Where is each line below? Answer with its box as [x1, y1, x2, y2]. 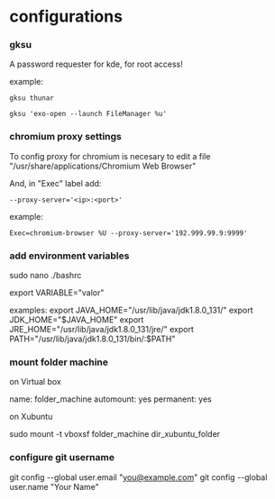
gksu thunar [9, 94, 54, 103]
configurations [9, 6, 124, 27]
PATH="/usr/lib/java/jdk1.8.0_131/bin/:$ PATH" [9, 333, 176, 344]
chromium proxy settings [9, 131, 122, 143]
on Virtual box [9, 377, 61, 387]
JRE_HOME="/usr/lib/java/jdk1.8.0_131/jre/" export [9, 324, 194, 335]
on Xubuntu [9, 412, 53, 422]
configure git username [9, 451, 115, 464]
